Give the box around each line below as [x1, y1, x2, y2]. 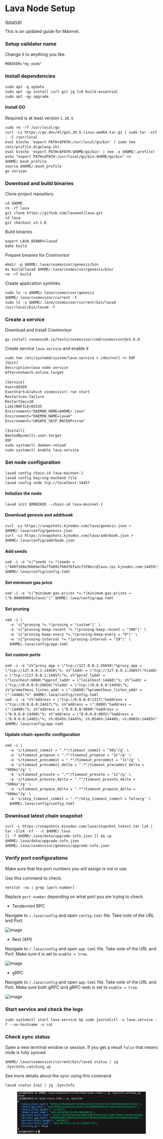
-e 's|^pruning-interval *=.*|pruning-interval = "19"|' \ [9, 636, 131, 642]
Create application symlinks [5, 280, 61, 286]
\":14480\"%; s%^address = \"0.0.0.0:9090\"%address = [5, 707, 118, 712]
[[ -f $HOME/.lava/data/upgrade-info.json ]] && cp [5, 834, 112, 839]
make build [5, 244, 27, 249]
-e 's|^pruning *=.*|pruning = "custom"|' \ [9, 622, 101, 627]
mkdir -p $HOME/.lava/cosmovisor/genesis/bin [5, 262, 98, 267]
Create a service [5, 316, 45, 323]
